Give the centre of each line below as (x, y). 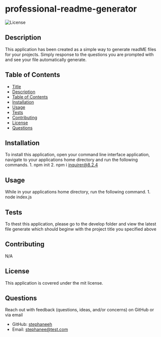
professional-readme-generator (71, 9)
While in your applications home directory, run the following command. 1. (78, 192)
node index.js (18, 197)
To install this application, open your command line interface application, (78, 155)
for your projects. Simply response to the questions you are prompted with (79, 54)
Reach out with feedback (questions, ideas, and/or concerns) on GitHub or (80, 310)
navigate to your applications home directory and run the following (72, 160)
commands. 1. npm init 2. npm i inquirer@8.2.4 (52, 165)
